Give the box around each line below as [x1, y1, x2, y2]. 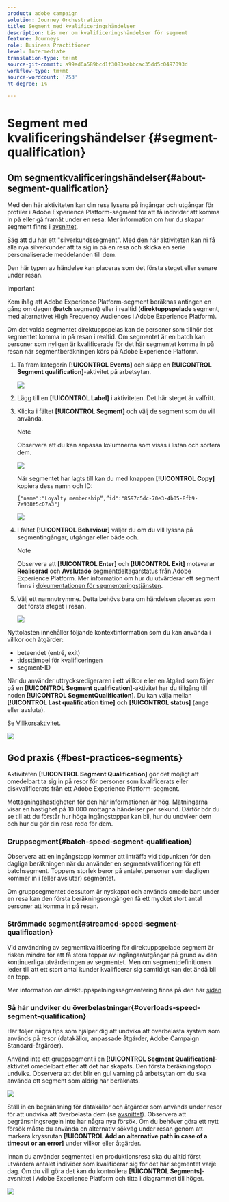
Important [7, 284, 35, 293]
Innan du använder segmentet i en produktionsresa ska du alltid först [7, 1152, 201, 1160]
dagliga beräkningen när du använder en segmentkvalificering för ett [7, 859, 201, 868]
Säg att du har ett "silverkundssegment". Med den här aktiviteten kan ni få [7, 236, 215, 244]
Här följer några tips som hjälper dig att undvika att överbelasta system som [7, 1027, 221, 1035]
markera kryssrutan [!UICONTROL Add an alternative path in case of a [7, 1131, 208, 1140]
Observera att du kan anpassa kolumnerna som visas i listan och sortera [16, 441, 221, 450]
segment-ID [16, 663, 51, 672]
